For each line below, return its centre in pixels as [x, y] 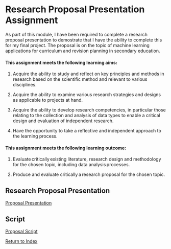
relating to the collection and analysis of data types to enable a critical [86, 116]
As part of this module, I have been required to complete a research [77, 34]
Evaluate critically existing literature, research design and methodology [87, 159]
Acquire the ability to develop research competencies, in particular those [89, 110]
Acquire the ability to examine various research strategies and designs [87, 95]
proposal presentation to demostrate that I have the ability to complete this [84, 40]
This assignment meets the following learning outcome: [66, 148]
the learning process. [35, 136]
